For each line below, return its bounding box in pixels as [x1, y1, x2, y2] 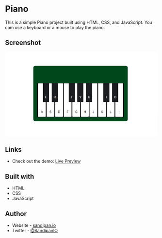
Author [5, 209, 27, 218]
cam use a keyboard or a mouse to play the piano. [5, 24, 105, 30]
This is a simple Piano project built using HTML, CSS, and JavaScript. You [5, 19, 152, 25]
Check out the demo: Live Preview [12, 159, 81, 164]
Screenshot [5, 39, 41, 47]
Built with [5, 172, 34, 180]
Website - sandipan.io [12, 222, 56, 228]
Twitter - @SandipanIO [12, 228, 58, 234]
